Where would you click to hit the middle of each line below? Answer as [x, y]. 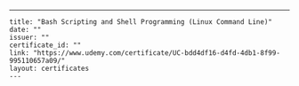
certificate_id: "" [45, 45]
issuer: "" [29, 37]
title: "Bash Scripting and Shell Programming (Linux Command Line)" [141, 22]
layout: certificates [49, 68]
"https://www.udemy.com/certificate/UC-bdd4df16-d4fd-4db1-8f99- [156, 53]
